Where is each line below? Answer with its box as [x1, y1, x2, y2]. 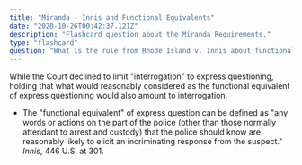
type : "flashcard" [9, 38, 78, 48]
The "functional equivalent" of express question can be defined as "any [22, 108, 289, 118]
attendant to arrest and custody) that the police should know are [22, 126, 262, 137]
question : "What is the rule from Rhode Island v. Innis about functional [9, 47, 296, 56]
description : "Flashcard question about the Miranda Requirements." [9, 30, 271, 39]
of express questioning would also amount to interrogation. [9, 91, 228, 101]
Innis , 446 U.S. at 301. [22, 145, 105, 157]
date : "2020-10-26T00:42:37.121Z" [9, 22, 139, 30]
